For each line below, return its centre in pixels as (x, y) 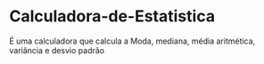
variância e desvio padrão (57, 50)
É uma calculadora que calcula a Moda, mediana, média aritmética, (132, 41)
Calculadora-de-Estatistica (112, 16)
